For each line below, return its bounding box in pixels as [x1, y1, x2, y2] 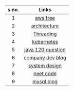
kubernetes [32, 39, 58, 45]
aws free [35, 15, 55, 21]
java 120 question [24, 46, 66, 53]
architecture [31, 23, 59, 29]
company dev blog [23, 54, 67, 61]
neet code [33, 70, 57, 77]
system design [28, 62, 62, 69]
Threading [33, 30, 57, 37]
